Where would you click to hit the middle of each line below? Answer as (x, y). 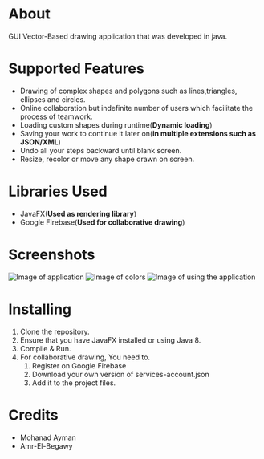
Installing (40, 309)
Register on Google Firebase (79, 365)
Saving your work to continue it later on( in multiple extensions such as (138, 133)
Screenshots (52, 254)
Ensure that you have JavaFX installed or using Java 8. (110, 340)
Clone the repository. (55, 331)
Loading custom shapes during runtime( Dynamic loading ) (116, 124)
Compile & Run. (45, 348)
